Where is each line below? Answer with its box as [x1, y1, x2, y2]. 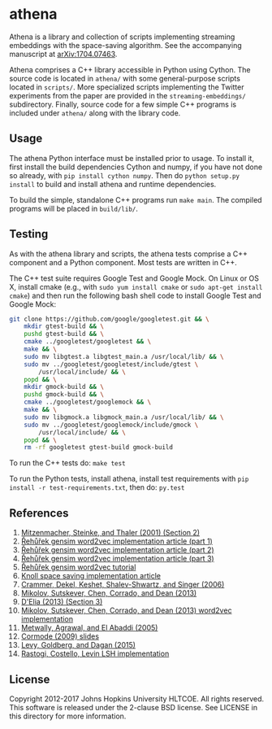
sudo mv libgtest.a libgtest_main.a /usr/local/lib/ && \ [24, 352, 224, 360]
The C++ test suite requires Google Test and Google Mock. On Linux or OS [9, 273, 259, 283]
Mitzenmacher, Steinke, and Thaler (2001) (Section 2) [20, 528, 201, 538]
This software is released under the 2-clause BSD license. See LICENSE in [9, 702, 258, 712]
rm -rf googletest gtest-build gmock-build [24, 443, 174, 452]
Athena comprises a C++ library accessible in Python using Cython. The [9, 64, 251, 74]
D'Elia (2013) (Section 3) [20, 597, 103, 607]
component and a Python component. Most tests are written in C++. [9, 257, 238, 267]
